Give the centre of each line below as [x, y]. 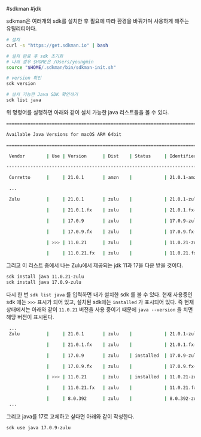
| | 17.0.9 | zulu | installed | [107, 356]
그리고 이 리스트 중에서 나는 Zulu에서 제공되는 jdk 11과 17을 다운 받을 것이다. [95, 265]
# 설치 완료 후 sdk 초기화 [35, 56]
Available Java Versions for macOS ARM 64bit [64, 134]
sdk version [21, 84]
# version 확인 [24, 78]
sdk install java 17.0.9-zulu [44, 283]
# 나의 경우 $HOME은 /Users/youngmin [50, 62]
